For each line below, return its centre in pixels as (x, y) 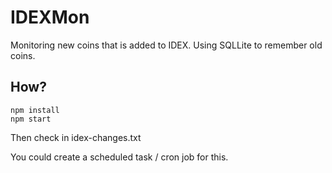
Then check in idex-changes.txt (76, 137)
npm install (35, 110)
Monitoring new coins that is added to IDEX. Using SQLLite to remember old (166, 45)
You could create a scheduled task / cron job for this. (119, 157)
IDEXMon (50, 17)
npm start (31, 119)
